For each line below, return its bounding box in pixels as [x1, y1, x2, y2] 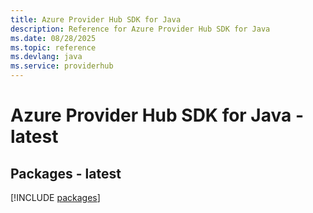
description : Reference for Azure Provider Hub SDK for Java [10, 24, 271, 34]
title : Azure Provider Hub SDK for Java [10, 14, 182, 25]
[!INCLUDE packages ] [10, 192, 101, 203]
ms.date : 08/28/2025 [10, 33, 97, 43]
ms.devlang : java [10, 52, 83, 62]
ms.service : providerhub [10, 61, 114, 71]
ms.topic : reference [10, 42, 97, 53]
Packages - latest [10, 165, 122, 182]
